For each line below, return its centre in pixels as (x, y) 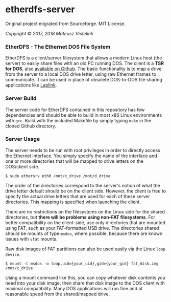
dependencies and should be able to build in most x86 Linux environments (84, 115)
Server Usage (22, 139)
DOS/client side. (22, 166)
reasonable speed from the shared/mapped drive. (58, 294)
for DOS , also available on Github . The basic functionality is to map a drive (83, 69)
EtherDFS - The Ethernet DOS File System (58, 47)
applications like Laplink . (31, 85)
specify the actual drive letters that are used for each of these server (78, 196)
